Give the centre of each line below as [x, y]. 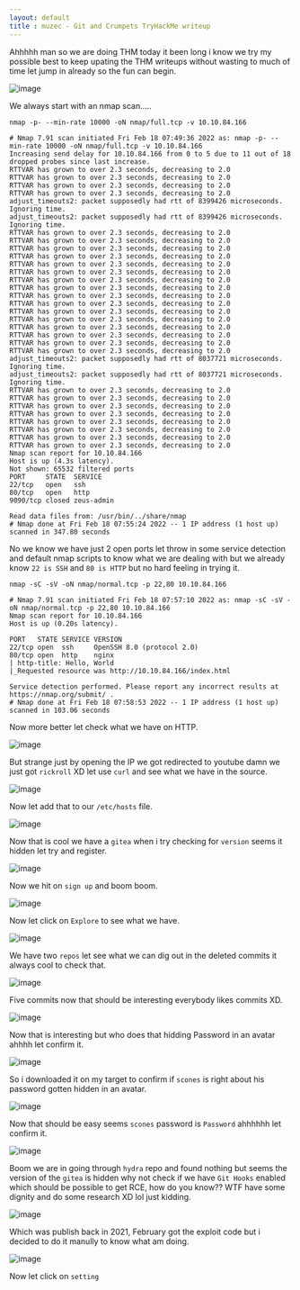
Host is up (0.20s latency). [64, 623]
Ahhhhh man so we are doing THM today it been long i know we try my [141, 51]
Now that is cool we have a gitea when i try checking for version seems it [146, 841]
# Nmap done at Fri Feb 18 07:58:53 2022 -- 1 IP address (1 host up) [144, 702]
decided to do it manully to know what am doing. [99, 1241]
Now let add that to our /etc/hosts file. [81, 806]
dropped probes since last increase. [80, 162]
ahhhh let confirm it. [46, 1044]
